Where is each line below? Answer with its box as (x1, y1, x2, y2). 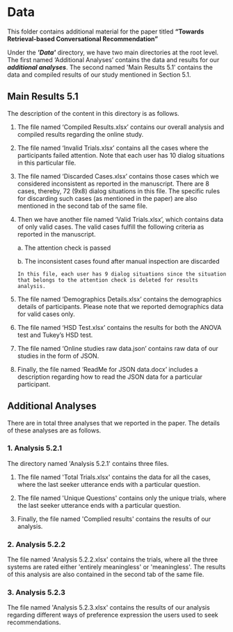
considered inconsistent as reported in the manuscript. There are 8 (17, 179, 210, 188)
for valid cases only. (17, 310, 75, 318)
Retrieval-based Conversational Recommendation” (7, 34, 159, 43)
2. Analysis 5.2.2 (7, 539, 66, 549)
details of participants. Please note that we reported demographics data (17, 302, 224, 310)
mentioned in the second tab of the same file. (17, 202, 148, 210)
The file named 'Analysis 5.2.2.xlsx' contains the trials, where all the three (7, 555, 218, 564)
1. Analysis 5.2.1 (7, 444, 63, 453)
